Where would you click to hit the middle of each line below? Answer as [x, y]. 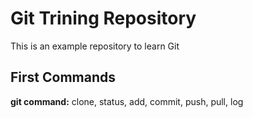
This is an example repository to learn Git [95, 46]
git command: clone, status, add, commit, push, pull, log [127, 101]
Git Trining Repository [103, 18]
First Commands [63, 77]
